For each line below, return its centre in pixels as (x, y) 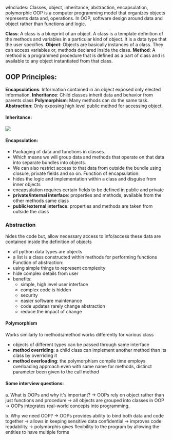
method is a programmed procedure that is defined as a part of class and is (85, 55)
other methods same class (41, 201)
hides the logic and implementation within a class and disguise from (84, 179)
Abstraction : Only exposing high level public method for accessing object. (84, 106)
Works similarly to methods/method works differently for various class (80, 334)
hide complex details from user (45, 273)
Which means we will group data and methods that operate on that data (89, 157)
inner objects (27, 185)
